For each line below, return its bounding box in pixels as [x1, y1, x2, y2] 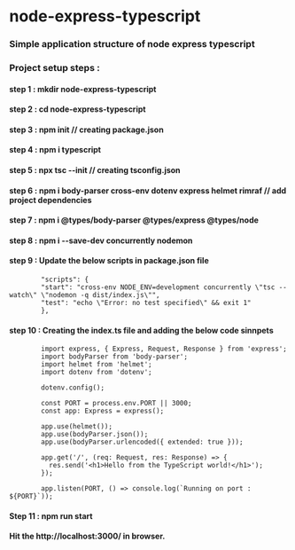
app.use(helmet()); [41, 422, 113, 431]
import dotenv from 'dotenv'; [41, 368, 152, 377]
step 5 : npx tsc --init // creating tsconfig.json [9, 165, 181, 175]
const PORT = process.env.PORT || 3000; [41, 399, 192, 408]
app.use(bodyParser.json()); [41, 430, 149, 439]
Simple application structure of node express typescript [9, 38, 255, 51]
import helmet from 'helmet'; [41, 360, 152, 369]
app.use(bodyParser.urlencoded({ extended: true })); [41, 437, 244, 447]
